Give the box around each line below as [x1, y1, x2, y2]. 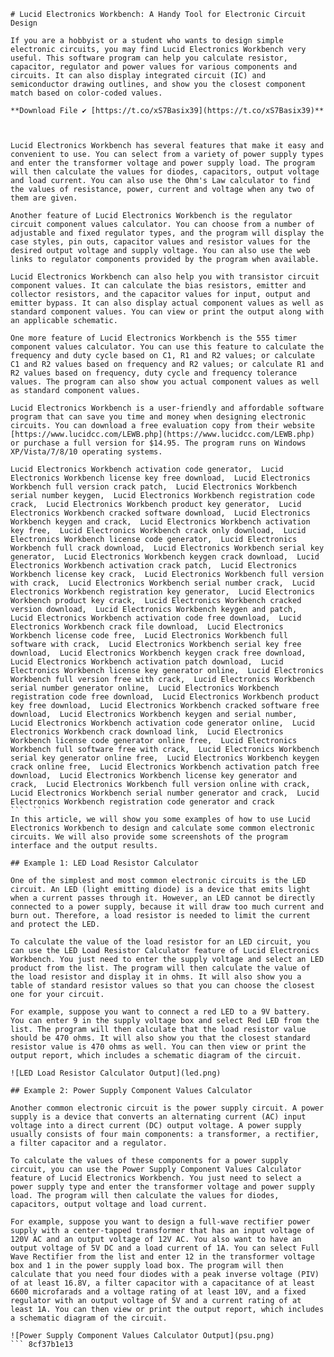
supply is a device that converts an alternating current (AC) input [10, 1112, 307, 1122]
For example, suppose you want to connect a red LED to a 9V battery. [10, 1007, 311, 1017]
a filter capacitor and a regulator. [10, 1138, 168, 1148]
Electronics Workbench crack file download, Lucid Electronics [10, 622, 284, 632]
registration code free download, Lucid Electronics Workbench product [10, 692, 320, 702]
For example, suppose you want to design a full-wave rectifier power [10, 1217, 311, 1227]
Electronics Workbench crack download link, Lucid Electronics [10, 727, 284, 737]
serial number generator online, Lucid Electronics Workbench [10, 683, 280, 693]
